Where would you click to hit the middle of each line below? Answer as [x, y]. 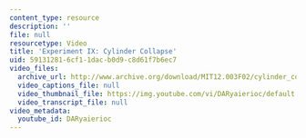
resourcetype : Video [49, 43]
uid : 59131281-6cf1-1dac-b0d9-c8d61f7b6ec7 [93, 60]
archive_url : [42, 77]
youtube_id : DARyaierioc [65, 119]
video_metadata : [40, 111]
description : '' [40, 26]
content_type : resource [55, 18]
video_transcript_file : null [73, 102]
